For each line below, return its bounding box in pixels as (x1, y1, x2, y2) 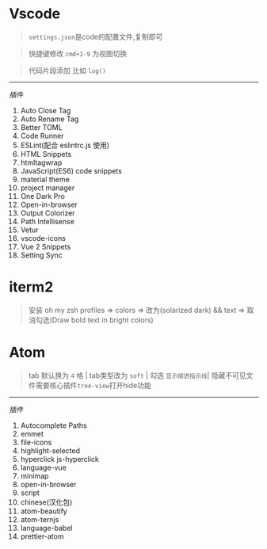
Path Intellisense (20, 216, 74, 226)
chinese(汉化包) (20, 497, 73, 507)
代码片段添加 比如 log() (28, 65, 106, 75)
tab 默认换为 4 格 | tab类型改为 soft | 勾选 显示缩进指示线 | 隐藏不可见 (28, 370, 246, 380)
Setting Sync (20, 250, 63, 260)
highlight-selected (20, 445, 81, 456)
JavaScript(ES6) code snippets (20, 166, 122, 175)
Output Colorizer (20, 208, 75, 218)
